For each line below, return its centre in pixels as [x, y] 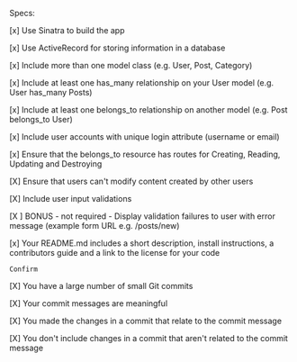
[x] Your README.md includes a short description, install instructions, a [142, 243]
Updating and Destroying [56, 164]
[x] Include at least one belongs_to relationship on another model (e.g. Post [148, 110]
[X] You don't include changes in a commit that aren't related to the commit [148, 338]
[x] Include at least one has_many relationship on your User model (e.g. [142, 83]
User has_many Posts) [51, 92]
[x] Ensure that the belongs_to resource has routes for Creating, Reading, [145, 154]
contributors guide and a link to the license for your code [115, 253]
